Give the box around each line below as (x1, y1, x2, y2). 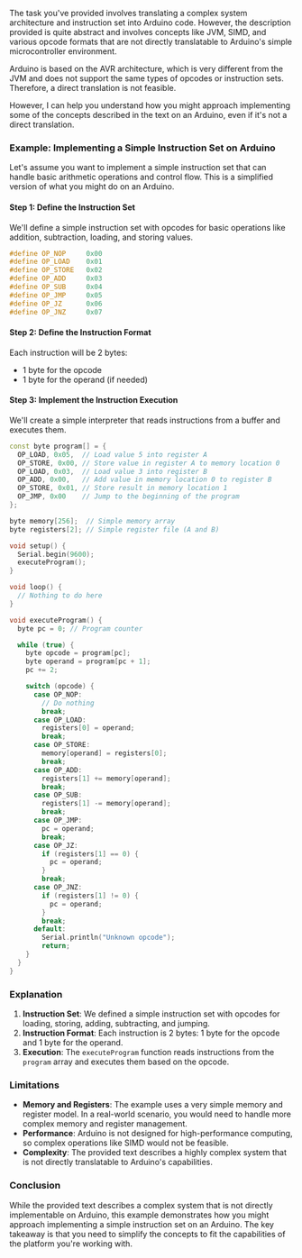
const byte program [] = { (9, 442, 106, 451)
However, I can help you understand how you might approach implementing (9, 100, 291, 111)
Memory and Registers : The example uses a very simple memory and (22, 1099, 284, 1110)
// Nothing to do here (17, 591, 103, 600)
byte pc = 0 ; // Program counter (17, 624, 143, 634)
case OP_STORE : (32, 741, 91, 750)
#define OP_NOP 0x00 (9, 249, 103, 258)
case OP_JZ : (32, 841, 78, 850)
